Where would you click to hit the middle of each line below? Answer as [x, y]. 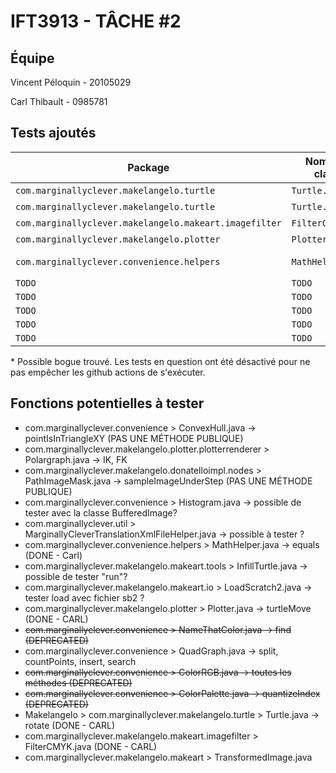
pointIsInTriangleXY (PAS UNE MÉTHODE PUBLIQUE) [134, 438]
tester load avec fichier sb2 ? [84, 597]
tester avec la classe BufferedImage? [101, 512]
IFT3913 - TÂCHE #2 [96, 21]
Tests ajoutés [53, 133]
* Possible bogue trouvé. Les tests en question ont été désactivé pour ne [160, 361]
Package [148, 167]
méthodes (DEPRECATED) [78, 682]
